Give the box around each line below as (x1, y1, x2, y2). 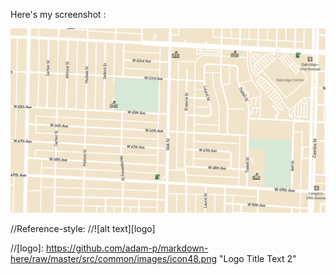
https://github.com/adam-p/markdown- (45, 242, 209, 254)
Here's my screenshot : (10, 9, 107, 20)
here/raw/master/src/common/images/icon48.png (10, 252, 217, 264)
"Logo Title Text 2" (218, 252, 297, 264)
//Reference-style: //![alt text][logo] (10, 222, 156, 234)
